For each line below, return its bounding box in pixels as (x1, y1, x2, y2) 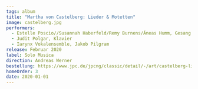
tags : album (6, 8, 35, 15)
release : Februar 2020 (6, 47, 62, 53)
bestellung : (6, 63, 35, 69)
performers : (6, 25, 35, 31)
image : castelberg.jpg (6, 19, 62, 25)
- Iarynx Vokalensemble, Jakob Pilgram (11, 42, 110, 47)
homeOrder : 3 (6, 69, 38, 74)
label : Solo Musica (6, 52, 54, 58)
